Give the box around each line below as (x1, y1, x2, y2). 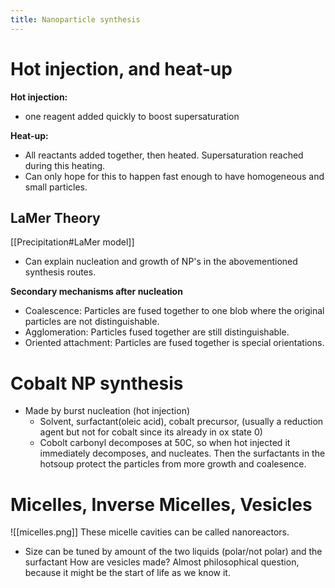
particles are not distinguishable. (24, 316, 160, 328)
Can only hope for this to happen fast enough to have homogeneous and (24, 170, 325, 182)
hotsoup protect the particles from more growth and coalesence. (39, 458, 307, 470)
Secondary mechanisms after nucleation (10, 286, 183, 298)
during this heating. (24, 159, 106, 171)
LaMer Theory (10, 209, 101, 226)
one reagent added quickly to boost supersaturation (24, 110, 240, 122)
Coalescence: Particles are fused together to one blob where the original (24, 305, 325, 317)
